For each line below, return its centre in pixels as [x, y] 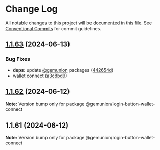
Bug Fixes [18, 59]
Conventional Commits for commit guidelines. [53, 28]
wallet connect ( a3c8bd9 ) [40, 76]
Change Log [31, 9]
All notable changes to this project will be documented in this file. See [79, 23]
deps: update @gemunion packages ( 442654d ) [63, 70]
